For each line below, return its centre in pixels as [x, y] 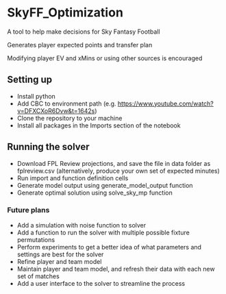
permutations [36, 240]
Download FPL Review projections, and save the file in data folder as [114, 163]
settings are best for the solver [60, 254]
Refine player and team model [59, 261]
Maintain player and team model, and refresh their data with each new [116, 269]
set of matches [38, 276]
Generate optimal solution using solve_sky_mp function [95, 193]
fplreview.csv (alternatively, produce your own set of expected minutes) [118, 171]
